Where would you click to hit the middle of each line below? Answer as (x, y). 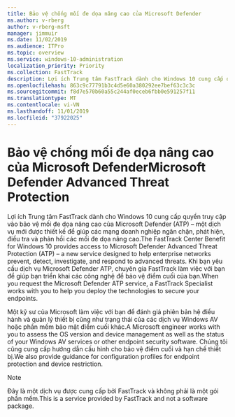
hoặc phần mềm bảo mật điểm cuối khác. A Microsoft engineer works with (114, 327)
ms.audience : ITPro (36, 46)
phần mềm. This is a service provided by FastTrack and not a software (108, 398)
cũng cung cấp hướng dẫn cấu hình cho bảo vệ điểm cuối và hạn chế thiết (114, 349)
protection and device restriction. (55, 364)
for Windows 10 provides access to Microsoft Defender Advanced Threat (113, 246)
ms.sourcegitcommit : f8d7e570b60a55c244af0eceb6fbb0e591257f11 (101, 92)
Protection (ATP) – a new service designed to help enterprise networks (109, 253)
